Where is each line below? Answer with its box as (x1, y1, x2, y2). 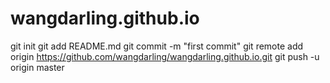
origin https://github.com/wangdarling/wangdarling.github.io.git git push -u (10, 50, 320, 62)
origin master (10, 61, 65, 73)
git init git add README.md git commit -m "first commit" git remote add (10, 40, 304, 52)
